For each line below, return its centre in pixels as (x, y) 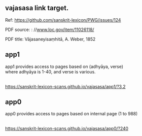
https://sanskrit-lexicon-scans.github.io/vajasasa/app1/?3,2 (65, 86)
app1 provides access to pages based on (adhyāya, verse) (64, 67)
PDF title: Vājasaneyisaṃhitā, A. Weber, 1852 (50, 39)
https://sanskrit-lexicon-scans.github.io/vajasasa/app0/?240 (67, 129)
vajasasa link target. (37, 8)
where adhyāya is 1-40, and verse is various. (51, 71)
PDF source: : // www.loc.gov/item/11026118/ (50, 30)
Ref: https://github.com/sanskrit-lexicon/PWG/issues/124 (63, 20)
